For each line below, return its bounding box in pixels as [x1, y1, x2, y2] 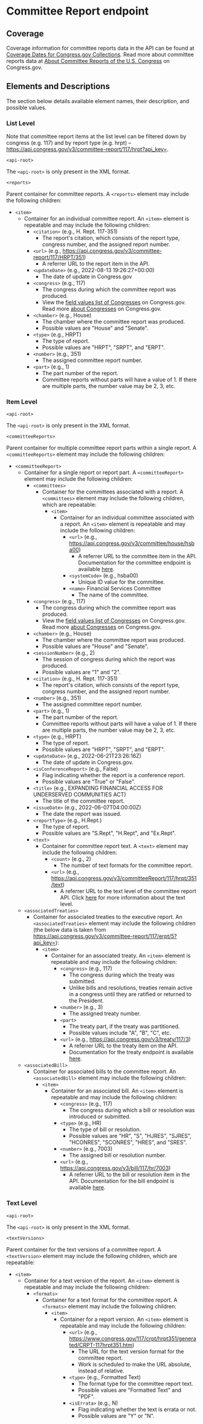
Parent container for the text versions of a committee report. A [6, 1246, 161, 1253]
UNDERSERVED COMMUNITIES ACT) [33, 791, 126, 798]
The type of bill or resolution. [69, 1126, 141, 1133]
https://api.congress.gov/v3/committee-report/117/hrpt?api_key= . [6, 145, 169, 153]
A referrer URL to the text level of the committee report [60, 887, 196, 895]
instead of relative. [78, 1367, 125, 1374]
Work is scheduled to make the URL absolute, [78, 1360, 192, 1368]
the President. [69, 997, 105, 1004]
